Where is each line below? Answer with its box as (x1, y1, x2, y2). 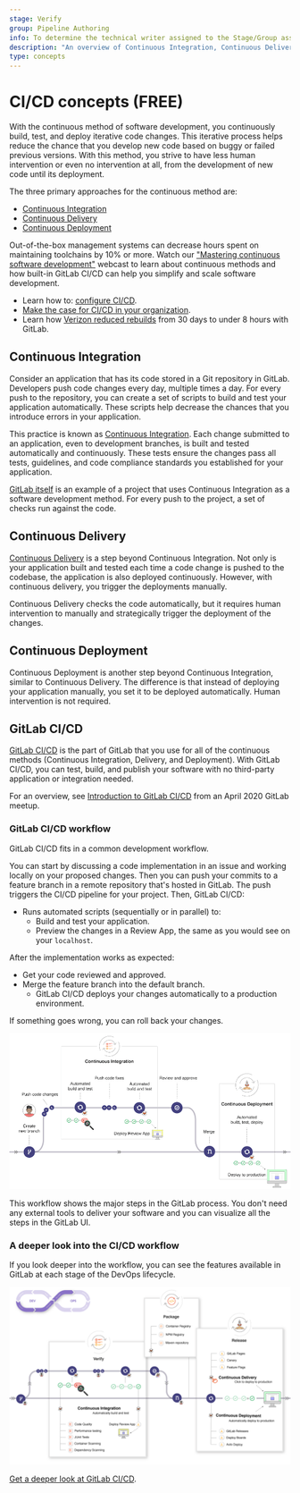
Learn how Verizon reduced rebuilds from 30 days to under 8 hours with (21, 314, 288, 325)
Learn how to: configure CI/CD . (21, 295, 137, 306)
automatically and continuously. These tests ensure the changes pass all (9, 447, 277, 458)
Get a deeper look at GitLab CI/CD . (9, 1473, 137, 1484)
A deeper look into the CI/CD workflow (9, 1239, 180, 1252)
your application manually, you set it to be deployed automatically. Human (9, 686, 281, 696)
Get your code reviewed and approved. (21, 969, 167, 980)
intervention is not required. (9, 696, 112, 706)
